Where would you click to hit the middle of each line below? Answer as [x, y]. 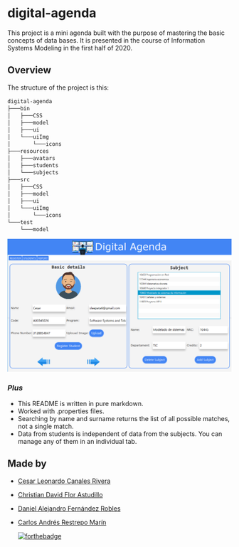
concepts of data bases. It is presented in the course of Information [106, 40]
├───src [19, 179]
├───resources [28, 151]
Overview [30, 70]
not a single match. [46, 426]
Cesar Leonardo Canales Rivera [64, 481]
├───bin [19, 108]
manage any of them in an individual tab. [77, 441]
